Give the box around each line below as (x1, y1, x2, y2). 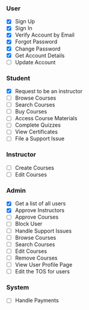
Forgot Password (14, 38, 58, 46)
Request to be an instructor (14, 88, 83, 95)
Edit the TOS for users (14, 267, 70, 275)
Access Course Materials (14, 115, 78, 122)
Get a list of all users (14, 200, 66, 207)
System (6, 283, 29, 291)
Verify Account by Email (14, 31, 75, 38)
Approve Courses (14, 213, 59, 220)
